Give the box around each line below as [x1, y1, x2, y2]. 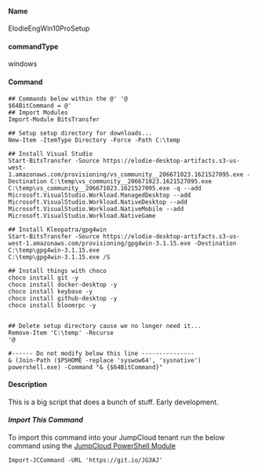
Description [8, 380, 48, 389]
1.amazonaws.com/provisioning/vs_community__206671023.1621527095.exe [8, 170, 244, 179]
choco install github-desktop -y [8, 294, 118, 302]
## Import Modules [8, 109, 68, 116]
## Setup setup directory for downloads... [8, 129, 153, 137]
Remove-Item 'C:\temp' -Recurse [8, 329, 114, 337]
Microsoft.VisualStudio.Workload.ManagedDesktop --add [8, 191, 191, 199]
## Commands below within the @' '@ [8, 94, 128, 102]
